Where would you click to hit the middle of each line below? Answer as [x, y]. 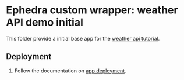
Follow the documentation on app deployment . [70, 71]
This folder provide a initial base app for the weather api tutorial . [83, 38]
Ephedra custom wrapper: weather [92, 10]
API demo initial [45, 22]
